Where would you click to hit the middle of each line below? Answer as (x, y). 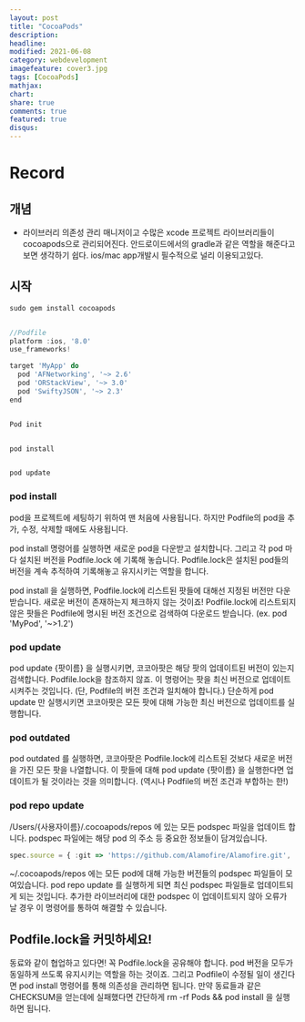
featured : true (38, 119)
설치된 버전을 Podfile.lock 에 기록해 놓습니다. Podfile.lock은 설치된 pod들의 (154, 559)
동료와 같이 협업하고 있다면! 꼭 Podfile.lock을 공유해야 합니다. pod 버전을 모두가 (152, 963)
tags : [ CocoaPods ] (44, 77)
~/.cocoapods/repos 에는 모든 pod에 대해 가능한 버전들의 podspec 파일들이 (147, 874)
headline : (28, 43)
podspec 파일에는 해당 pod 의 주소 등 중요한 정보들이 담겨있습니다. (148, 838)
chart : (22, 94)
